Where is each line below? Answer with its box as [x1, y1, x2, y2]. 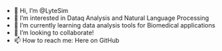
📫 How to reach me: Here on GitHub [13, 37, 120, 44]
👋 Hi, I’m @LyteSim [13, 7, 68, 14]
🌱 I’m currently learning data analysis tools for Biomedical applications [13, 21, 216, 29]
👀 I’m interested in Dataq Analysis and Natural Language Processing [13, 14, 209, 22]
